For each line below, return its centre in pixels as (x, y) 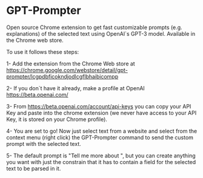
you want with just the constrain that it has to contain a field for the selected (101, 162)
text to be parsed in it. (34, 168)
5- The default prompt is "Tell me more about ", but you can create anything (101, 156)
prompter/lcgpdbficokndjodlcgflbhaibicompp (62, 76)
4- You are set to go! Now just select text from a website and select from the (102, 131)
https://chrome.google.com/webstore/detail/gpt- (67, 70)
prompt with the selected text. (44, 143)
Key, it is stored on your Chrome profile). (57, 119)
